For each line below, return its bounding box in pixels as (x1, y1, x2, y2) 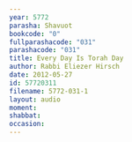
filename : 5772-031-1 (9, 86, 89, 95)
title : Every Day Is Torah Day (9, 54, 124, 63)
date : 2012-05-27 (9, 71, 73, 79)
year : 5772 (9, 12, 49, 22)
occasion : (9, 120, 46, 129)
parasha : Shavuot (9, 21, 73, 30)
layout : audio (9, 94, 62, 104)
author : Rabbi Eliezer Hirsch (9, 63, 121, 71)
